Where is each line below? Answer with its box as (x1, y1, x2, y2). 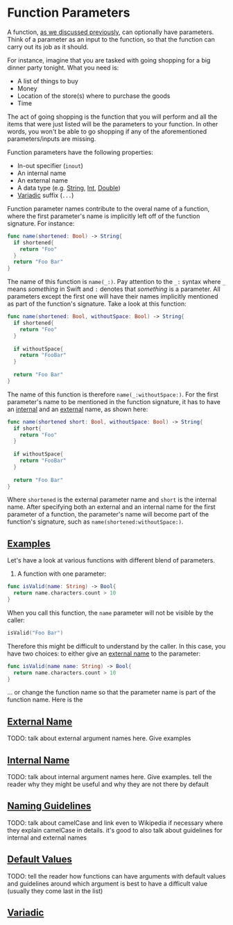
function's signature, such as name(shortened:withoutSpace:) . (7, 517, 184, 526)
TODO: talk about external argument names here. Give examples (7, 734, 191, 742)
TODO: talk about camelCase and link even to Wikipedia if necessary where (7, 818, 223, 827)
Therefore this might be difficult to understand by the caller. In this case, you (7, 642, 226, 650)
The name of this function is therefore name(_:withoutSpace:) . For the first (7, 390, 218, 399)
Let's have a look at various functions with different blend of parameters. (7, 556, 215, 565)
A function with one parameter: (17, 569, 107, 578)
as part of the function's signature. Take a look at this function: (7, 300, 187, 308)
